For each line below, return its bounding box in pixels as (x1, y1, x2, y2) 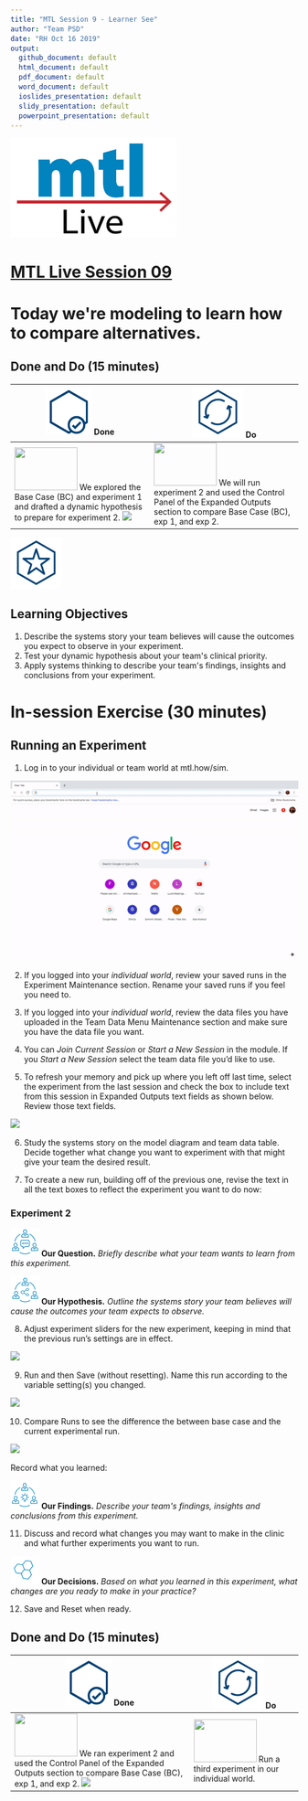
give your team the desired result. (23, 1156, 152, 1167)
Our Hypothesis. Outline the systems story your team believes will (40, 1295, 292, 1306)
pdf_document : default (18, 73, 105, 82)
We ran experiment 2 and (79, 1748, 175, 1759)
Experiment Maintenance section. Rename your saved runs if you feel (23, 979, 286, 990)
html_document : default (18, 63, 109, 72)
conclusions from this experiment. (10, 1509, 139, 1521)
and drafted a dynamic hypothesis (14, 501, 143, 512)
